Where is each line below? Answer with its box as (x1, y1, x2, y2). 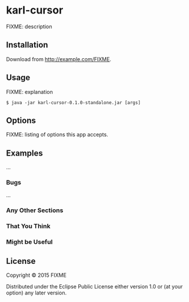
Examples (6, 148, 43, 158)
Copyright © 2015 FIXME (6, 271, 67, 279)
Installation (6, 40, 48, 50)
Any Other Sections (6, 206, 64, 214)
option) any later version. (6, 289, 67, 297)
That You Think (6, 222, 51, 230)
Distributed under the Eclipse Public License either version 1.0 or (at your (6, 283, 183, 290)
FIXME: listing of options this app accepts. (6, 131, 108, 138)
